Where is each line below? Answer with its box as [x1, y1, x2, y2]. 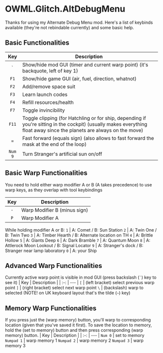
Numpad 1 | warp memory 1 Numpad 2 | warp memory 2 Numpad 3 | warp [5, 337, 144, 343]
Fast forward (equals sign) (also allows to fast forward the [22, 134, 154, 141]
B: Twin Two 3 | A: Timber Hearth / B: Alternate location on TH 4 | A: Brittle [5, 232, 153, 238]
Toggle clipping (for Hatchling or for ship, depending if [22, 115, 147, 121]
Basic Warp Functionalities [5, 169, 88, 177]
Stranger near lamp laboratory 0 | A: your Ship [5, 248, 97, 253]
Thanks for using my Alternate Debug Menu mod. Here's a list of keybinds [5, 19, 153, 25]
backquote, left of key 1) [22, 67, 79, 74]
